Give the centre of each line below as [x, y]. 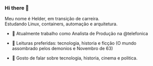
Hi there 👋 [17, 8]
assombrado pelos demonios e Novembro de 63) [62, 49]
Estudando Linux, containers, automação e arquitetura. [61, 24]
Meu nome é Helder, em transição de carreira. [52, 19]
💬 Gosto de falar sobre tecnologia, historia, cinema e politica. [75, 58]
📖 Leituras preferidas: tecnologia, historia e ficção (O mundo [74, 43]
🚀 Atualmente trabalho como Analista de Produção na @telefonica [80, 34]
